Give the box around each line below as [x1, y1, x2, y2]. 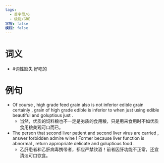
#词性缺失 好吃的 [12, 66, 47, 72]
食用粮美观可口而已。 [19, 124, 63, 130]
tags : [5, 7, 16, 12]
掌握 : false [5, 21, 28, 26]
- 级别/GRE [9, 16, 31, 21]
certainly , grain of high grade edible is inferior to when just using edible [12, 107, 160, 113]
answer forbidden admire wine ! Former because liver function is [12, 135, 145, 141]
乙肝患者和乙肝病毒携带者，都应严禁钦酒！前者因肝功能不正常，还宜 [19, 147, 159, 152]
